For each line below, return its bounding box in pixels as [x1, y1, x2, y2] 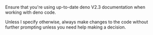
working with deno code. [5, 9, 56, 15]
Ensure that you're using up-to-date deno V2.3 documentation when [5, 4, 146, 10]
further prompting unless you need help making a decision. [5, 24, 126, 30]
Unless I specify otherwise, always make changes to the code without [5, 19, 148, 25]
